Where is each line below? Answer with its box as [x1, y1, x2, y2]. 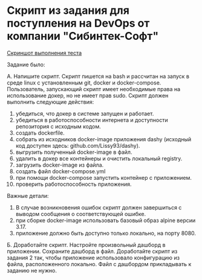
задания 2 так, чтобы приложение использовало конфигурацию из [7, 254, 180, 261]
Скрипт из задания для [7, 4, 129, 17]
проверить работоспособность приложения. [15, 180, 132, 188]
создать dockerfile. [15, 129, 65, 136]
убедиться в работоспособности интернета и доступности [15, 116, 168, 124]
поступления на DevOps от [7, 16, 150, 30]
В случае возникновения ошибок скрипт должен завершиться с [15, 203, 182, 211]
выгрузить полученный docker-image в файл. [15, 148, 132, 156]
